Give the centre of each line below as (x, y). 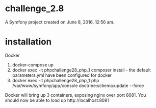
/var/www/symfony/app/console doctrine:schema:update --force (78, 86)
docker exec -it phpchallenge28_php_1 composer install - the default (81, 70)
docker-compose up (33, 65)
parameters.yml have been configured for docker (62, 75)
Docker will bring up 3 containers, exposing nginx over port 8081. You (76, 95)
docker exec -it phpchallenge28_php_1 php (56, 80)
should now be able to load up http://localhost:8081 (57, 100)
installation (28, 42)
